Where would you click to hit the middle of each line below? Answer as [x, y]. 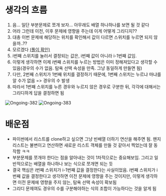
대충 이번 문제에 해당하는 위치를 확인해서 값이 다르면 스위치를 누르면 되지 [82, 37]
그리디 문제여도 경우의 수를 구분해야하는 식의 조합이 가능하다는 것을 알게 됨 [84, 188]
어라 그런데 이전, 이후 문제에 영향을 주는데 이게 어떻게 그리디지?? [75, 31]
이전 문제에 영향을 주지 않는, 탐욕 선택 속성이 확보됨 [67, 182]
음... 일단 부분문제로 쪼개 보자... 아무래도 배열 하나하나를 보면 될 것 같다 [81, 25]
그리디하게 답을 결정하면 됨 [38, 93]
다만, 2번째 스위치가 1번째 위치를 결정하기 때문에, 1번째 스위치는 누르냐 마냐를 [87, 74]
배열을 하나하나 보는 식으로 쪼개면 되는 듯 [73, 163]
